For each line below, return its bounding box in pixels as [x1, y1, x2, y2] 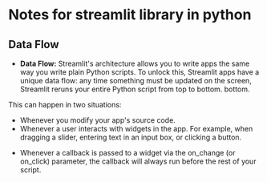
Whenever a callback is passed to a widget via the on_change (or [19, 148, 236, 157]
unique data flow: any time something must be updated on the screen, [19, 76, 253, 85]
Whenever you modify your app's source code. [19, 115, 176, 125]
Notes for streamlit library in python [8, 6, 252, 24]
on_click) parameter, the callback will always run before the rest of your [19, 156, 257, 166]
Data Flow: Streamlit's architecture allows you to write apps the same [19, 59, 250, 68]
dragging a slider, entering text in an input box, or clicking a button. [19, 132, 242, 142]
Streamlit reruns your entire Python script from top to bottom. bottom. [19, 84, 250, 94]
